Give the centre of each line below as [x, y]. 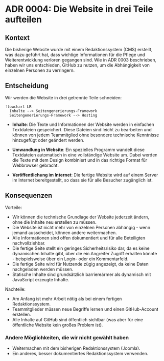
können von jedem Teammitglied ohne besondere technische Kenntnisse [85, 135]
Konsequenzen [29, 196]
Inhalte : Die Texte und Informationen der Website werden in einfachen [83, 124]
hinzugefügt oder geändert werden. [48, 140]
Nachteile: [15, 289]
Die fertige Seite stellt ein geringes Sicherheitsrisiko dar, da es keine [81, 248]
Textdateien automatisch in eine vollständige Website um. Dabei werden [85, 155]
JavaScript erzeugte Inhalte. [41, 279]
